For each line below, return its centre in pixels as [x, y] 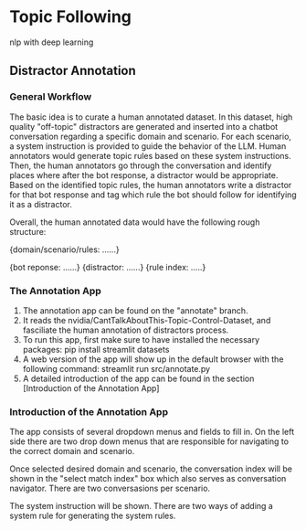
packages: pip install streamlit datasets [96, 349]
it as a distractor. [41, 204]
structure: [28, 231]
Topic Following [71, 17]
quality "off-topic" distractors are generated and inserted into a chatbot [144, 126]
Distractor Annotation [73, 71]
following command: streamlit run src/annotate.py [116, 368]
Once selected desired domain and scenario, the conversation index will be [151, 469]
